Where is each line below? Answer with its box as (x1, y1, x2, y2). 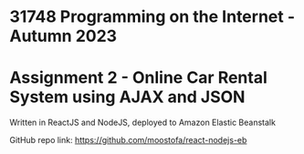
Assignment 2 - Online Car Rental (9, 67, 267, 88)
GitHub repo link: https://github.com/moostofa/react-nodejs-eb (9, 135, 247, 146)
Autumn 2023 (9, 26, 117, 46)
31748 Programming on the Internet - (9, 6, 295, 27)
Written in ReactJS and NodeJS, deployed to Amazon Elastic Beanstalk (9, 117, 277, 128)
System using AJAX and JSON (9, 87, 246, 108)
